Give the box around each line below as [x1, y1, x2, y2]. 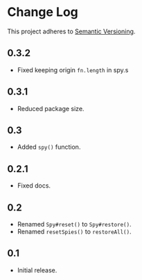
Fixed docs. [17, 181, 51, 190]
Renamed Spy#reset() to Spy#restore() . [17, 220, 132, 228]
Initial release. [17, 265, 57, 274]
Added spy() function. [17, 143, 81, 151]
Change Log [7, 4, 78, 20]
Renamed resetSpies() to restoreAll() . [17, 227, 132, 236]
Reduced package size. [17, 104, 85, 113]
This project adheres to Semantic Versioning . [7, 27, 136, 35]
